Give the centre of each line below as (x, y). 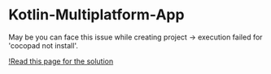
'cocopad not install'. (44, 45)
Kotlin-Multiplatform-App (96, 15)
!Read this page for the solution (61, 61)
